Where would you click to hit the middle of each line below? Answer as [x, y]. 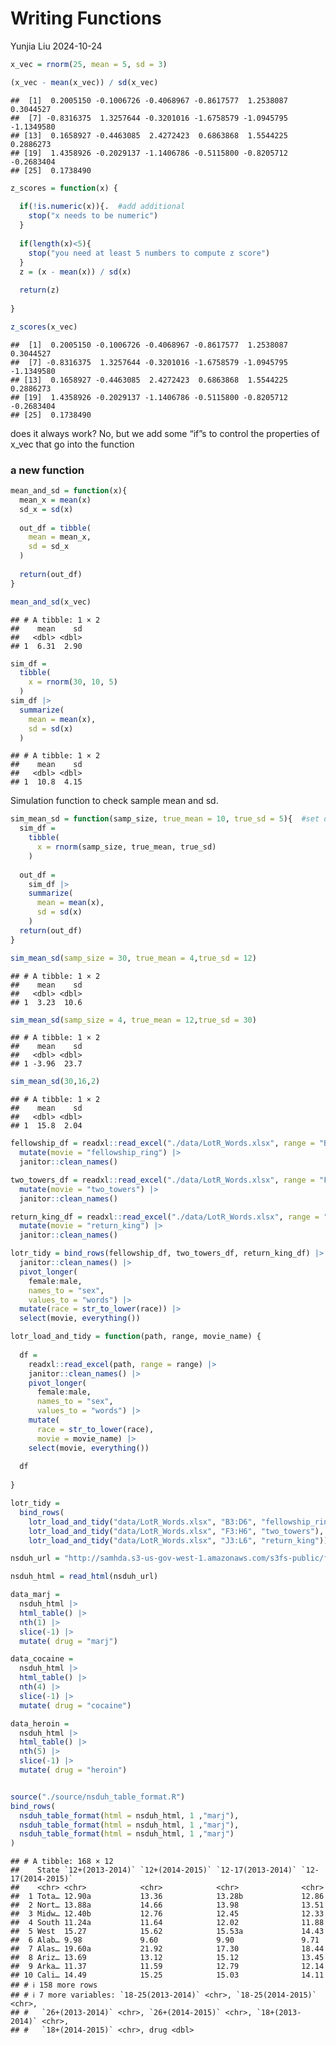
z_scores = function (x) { [64, 188]
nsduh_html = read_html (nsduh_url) [84, 1577]
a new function [47, 470]
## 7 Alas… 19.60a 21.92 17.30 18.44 [167, 1949]
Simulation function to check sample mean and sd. [114, 801]
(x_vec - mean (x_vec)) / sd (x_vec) [84, 82]
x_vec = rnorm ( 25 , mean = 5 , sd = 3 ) [89, 64]
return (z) [39, 290]
